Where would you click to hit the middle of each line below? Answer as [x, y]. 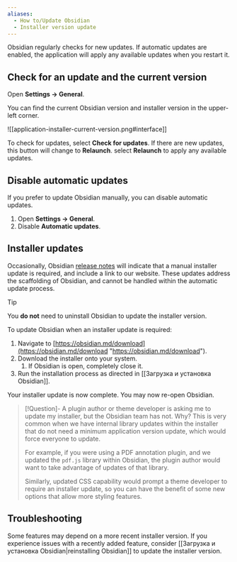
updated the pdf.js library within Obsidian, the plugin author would [122, 460]
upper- [218, 108]
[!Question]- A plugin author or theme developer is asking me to [118, 408]
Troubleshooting [45, 519]
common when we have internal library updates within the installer [121, 424]
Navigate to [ [36, 343]
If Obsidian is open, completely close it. [86, 365]
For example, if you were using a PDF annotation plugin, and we [117, 452]
